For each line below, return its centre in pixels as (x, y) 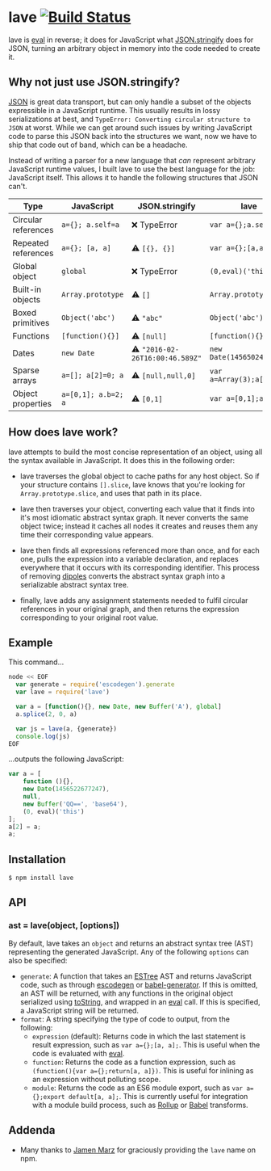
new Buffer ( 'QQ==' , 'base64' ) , (75, 804)
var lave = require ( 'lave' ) (63, 692)
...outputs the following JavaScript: (66, 759)
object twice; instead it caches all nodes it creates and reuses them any (139, 526)
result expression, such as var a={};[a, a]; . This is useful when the (146, 1045)
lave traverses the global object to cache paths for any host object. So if (140, 476)
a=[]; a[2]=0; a (93, 375)
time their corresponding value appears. (87, 534)
